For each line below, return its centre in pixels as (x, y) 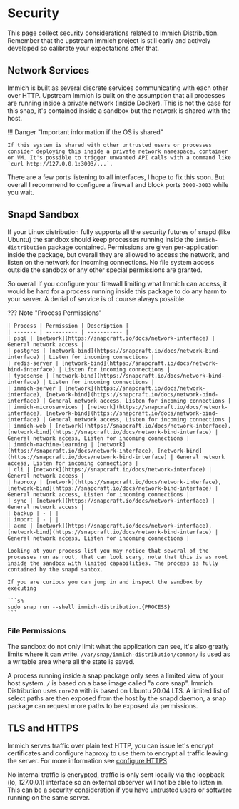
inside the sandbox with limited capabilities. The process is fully (113, 563)
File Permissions (37, 631)
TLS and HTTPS (43, 729)
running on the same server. (49, 797)
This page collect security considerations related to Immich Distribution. (113, 33)
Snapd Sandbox (44, 215)
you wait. (21, 192)
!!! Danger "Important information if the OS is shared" (86, 132)
